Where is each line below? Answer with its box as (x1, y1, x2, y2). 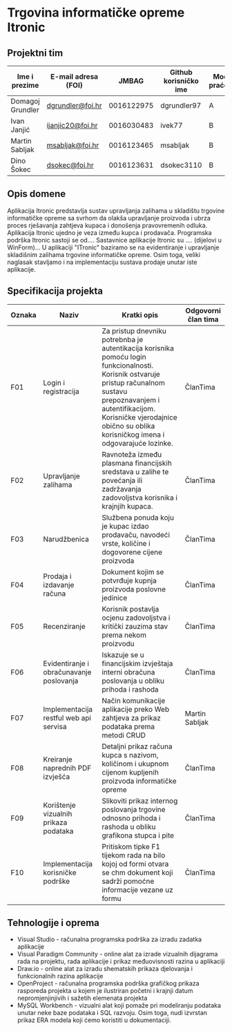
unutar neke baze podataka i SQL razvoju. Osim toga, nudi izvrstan (17, 1009, 208, 1017)
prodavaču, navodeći (101, 530, 171, 540)
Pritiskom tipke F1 (101, 842, 161, 851)
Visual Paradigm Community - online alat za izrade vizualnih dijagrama (17, 950, 218, 958)
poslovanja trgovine (101, 804, 166, 814)
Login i (43, 378, 66, 388)
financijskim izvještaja (101, 659, 173, 668)
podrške (43, 876, 70, 886)
